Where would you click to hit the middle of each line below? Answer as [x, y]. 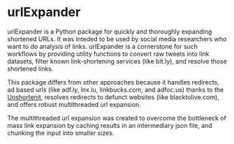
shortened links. [30, 69]
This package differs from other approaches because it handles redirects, [114, 82]
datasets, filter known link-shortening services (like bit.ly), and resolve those [117, 61]
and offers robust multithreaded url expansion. [74, 104]
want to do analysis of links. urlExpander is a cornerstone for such [102, 46]
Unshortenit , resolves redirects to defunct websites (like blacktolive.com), [114, 97]
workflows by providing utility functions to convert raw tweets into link [108, 54]
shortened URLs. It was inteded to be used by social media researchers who [117, 38]
